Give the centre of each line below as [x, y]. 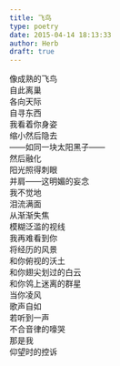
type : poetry [34, 26]
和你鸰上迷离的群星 [45, 284]
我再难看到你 [33, 239]
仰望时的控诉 [33, 352]
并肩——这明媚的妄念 [49, 181]
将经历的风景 [33, 249]
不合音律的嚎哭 [37, 330]
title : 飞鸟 [30, 18]
